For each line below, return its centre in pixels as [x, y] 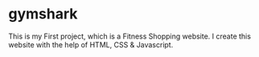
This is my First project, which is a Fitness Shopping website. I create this [130, 36]
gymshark [43, 14]
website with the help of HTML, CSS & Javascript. [91, 44]
